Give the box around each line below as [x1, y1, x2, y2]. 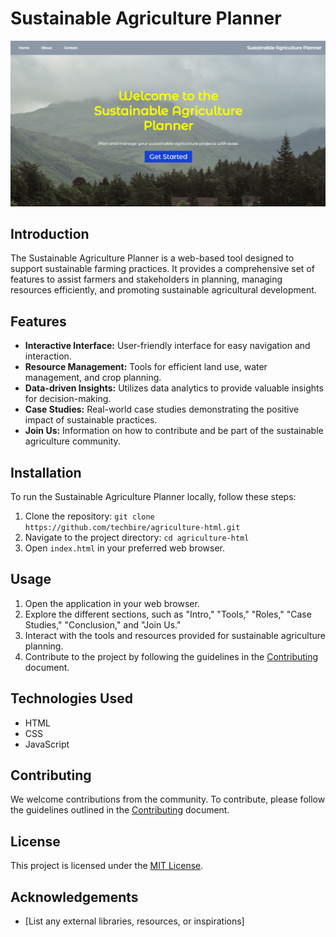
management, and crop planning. [24, 372, 162, 384]
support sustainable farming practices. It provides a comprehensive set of [10, 263, 315, 275]
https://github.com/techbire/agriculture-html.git [24, 522, 241, 532]
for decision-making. [24, 393, 112, 405]
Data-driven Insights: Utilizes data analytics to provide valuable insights [24, 382, 324, 394]
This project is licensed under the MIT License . [10, 860, 204, 872]
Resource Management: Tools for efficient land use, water [24, 361, 268, 373]
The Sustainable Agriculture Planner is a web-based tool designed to [10, 252, 295, 264]
